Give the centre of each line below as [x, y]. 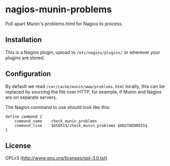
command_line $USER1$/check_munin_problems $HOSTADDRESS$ [81, 125]
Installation [24, 40]
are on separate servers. [31, 97]
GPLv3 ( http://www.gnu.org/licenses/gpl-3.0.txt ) [56, 158]
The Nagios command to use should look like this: [58, 107]
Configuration [28, 74]
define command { [24, 117]
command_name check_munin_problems [56, 121]
